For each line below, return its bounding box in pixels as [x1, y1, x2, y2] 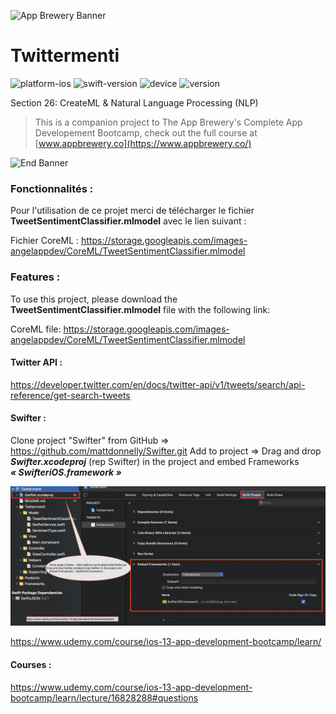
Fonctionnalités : [10, 181, 94, 195]
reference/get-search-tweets [10, 389, 131, 401]
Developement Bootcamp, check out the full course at [34, 126, 258, 139]
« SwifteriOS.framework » [10, 466, 122, 478]
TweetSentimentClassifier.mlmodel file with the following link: [10, 303, 271, 315]
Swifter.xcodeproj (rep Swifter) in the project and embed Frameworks [10, 455, 300, 467]
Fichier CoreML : [10, 235, 80, 247]
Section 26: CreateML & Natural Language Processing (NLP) [10, 96, 259, 109]
